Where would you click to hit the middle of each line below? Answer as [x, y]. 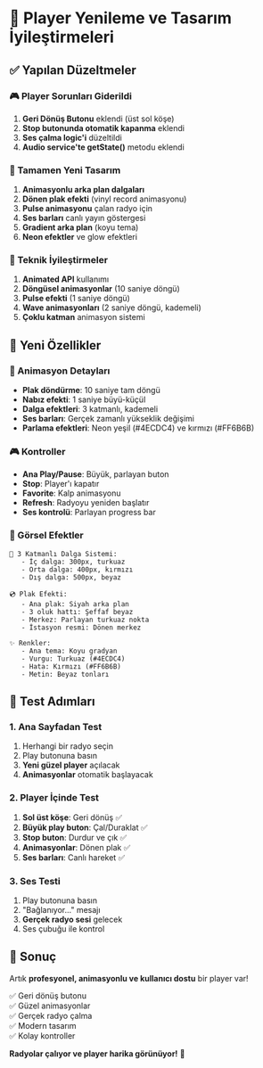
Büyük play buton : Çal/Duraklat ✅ [85, 827]
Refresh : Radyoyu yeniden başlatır [86, 503]
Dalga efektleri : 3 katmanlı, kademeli [90, 409]
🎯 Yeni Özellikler [55, 345]
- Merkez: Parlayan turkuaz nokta [85, 620]
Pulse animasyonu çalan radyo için [87, 209]
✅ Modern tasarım [43, 1025]
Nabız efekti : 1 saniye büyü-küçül [84, 399]
